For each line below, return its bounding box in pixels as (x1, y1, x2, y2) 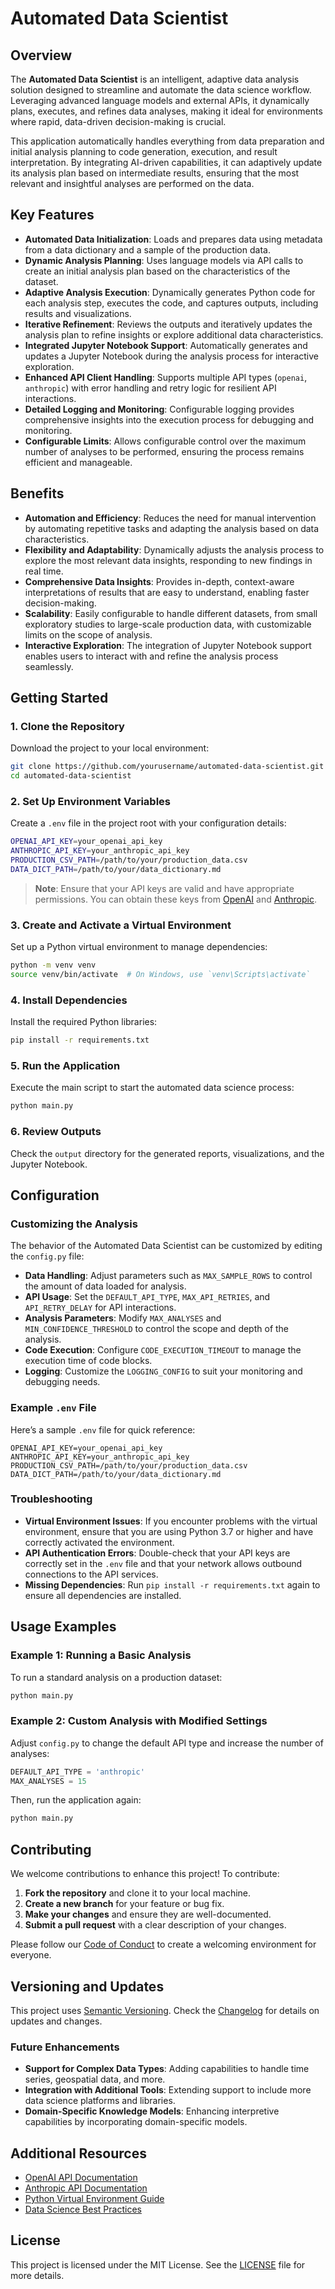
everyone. (10, 1949, 52, 1961)
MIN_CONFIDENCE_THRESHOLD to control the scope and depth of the (24, 1323, 290, 1335)
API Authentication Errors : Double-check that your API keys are (24, 1547, 291, 1559)
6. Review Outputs (10, 1125, 102, 1139)
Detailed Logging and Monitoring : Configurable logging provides (24, 403, 295, 415)
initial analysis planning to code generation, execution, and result (10, 146, 278, 157)
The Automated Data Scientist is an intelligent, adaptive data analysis (10, 73, 300, 85)
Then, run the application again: (10, 1794, 142, 1806)
